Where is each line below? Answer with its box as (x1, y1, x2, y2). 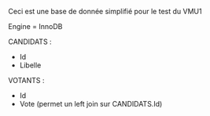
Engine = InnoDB (8, 22, 63, 31)
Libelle (19, 60, 42, 70)
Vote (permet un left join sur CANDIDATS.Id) (19, 100, 163, 108)
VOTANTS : (8, 76, 45, 85)
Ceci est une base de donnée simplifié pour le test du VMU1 (8, 7, 202, 16)
